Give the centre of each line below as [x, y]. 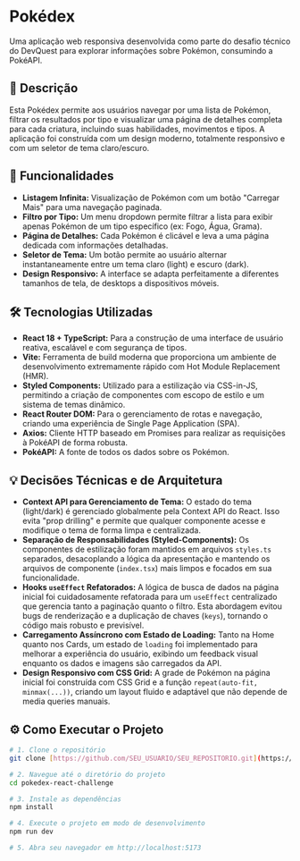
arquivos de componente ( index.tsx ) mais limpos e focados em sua [147, 569]
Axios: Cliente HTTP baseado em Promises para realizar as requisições [154, 433]
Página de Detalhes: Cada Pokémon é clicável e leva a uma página [146, 235]
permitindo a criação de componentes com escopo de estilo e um [143, 395]
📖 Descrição [44, 88]
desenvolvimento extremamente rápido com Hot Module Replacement [151, 367]
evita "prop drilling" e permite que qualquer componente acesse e [144, 521]
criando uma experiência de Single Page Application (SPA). [131, 424]
